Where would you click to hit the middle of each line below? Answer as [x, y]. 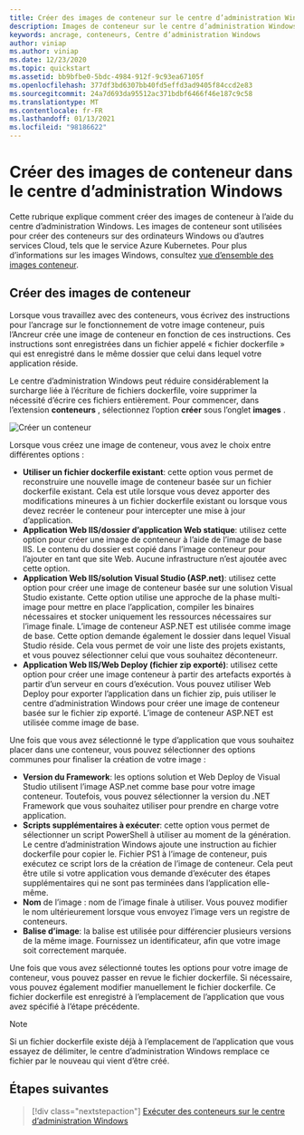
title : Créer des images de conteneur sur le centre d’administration [145, 18]
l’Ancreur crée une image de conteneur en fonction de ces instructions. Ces [150, 334]
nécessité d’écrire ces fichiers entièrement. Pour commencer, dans [134, 400]
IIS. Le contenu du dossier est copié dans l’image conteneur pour [144, 548]
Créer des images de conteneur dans [151, 172]
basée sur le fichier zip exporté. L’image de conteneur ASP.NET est [148, 713]
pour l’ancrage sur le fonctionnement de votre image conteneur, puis [137, 325]
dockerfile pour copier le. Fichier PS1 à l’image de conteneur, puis [145, 854]
